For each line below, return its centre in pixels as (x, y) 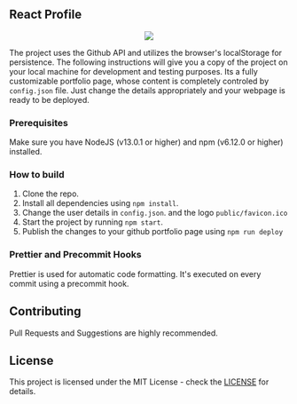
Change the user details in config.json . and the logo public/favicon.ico (155, 213)
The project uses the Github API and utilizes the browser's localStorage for (145, 52)
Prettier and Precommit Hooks (75, 255)
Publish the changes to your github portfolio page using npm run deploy (152, 232)
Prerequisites (39, 123)
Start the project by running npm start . (93, 222)
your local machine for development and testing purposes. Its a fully (134, 71)
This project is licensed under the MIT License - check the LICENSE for (139, 382)
